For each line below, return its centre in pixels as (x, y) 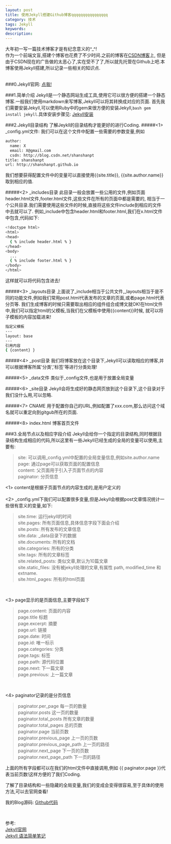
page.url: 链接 (32, 630)
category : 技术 (21, 19)
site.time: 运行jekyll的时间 (45, 517)
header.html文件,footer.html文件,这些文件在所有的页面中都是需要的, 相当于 (83, 199)
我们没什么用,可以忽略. (29, 395)
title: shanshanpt (25, 160)
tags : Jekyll (19, 24)
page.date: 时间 (34, 636)
